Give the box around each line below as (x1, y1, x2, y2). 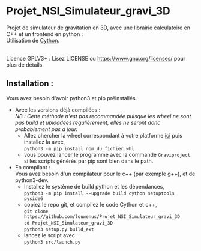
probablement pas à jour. (14, 125, 78, 133)
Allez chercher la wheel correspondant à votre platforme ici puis (23, 132, 183, 139)
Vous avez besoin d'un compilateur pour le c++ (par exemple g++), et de (14, 170, 196, 177)
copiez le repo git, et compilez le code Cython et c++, (23, 201, 157, 208)
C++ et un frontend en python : (6, 30, 83, 37)
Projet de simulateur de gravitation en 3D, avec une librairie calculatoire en (6, 24, 191, 31)
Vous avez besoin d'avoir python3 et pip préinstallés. (6, 94, 137, 101)
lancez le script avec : (23, 231, 78, 238)
